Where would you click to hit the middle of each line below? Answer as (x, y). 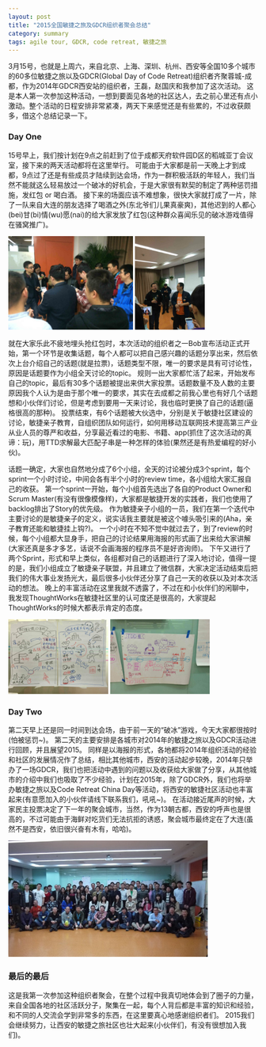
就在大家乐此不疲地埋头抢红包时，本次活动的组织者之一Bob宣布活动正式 (126, 343)
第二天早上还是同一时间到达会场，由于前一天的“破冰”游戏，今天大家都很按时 (133, 730)
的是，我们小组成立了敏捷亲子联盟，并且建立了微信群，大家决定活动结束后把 (133, 568)
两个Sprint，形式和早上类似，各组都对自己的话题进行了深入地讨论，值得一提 (133, 558)
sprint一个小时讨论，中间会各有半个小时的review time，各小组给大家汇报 (127, 478)
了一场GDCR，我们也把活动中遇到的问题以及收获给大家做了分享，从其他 (132, 770)
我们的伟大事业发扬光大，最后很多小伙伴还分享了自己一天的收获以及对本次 (129, 577)
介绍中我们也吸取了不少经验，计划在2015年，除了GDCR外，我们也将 (133, 779)
